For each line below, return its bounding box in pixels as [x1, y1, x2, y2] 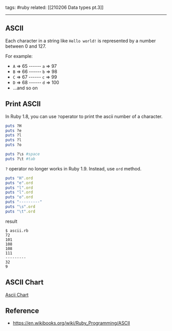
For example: [5, 53, 33, 59]
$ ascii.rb [5, 228, 29, 233]
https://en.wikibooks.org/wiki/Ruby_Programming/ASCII [12, 320, 131, 326]
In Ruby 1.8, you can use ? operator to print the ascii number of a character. [5, 113, 163, 120]
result [5, 218, 18, 224]
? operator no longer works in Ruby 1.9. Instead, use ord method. [5, 165, 142, 171]
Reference [5, 306, 39, 315]
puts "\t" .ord [5, 209, 36, 214]
